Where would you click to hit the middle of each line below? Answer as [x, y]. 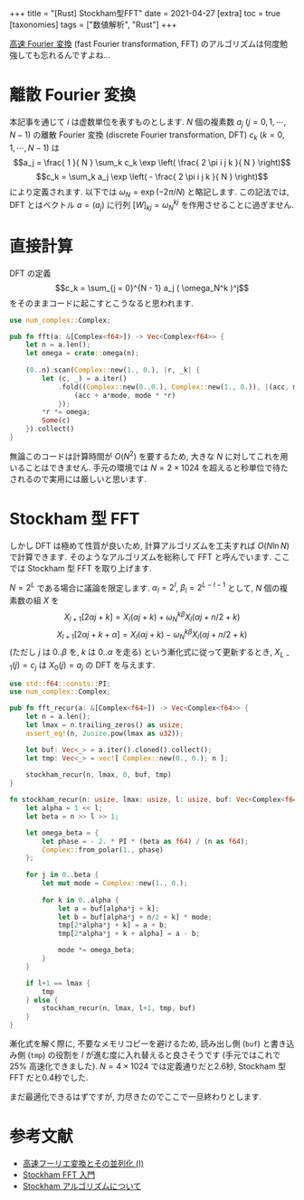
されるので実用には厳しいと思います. [78, 478]
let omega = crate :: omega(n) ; [83, 354]
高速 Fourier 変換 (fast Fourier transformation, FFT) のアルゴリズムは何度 [145, 44]
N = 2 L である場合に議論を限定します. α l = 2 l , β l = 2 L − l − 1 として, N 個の [145, 588]
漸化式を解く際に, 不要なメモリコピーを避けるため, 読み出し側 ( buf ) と [140, 1044]
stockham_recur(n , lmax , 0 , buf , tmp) [99, 775]
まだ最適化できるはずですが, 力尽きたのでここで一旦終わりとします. [136, 1097]
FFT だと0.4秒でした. [49, 1078]
